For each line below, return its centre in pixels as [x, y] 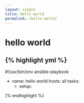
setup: [26, 86]
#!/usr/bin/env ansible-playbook [37, 72]
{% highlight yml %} [36, 60]
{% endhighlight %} [25, 96]
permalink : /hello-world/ [31, 18]
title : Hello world [25, 14]
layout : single [20, 9]
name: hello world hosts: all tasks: [46, 81]
